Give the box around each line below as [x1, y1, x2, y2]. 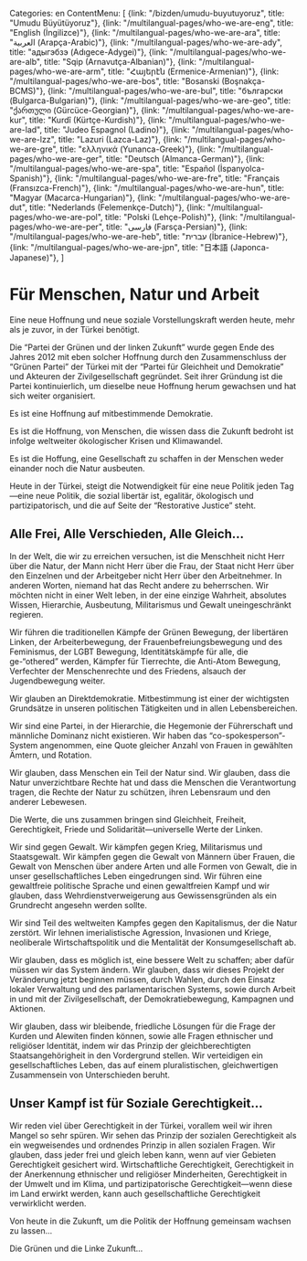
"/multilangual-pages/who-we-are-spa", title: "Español [9, 164, 216, 174]
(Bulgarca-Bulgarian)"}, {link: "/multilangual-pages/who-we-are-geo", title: [9, 95, 291, 106]
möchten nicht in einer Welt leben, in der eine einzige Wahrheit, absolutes [9, 589, 287, 600]
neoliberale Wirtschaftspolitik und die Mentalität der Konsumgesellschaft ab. [9, 937, 297, 948]
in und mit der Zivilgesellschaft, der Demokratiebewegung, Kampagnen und [9, 993, 294, 1004]
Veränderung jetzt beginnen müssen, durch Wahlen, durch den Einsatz [9, 973, 276, 985]
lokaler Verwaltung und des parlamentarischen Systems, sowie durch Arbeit [9, 983, 296, 994]
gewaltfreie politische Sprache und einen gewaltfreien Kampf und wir [9, 880, 270, 891]
